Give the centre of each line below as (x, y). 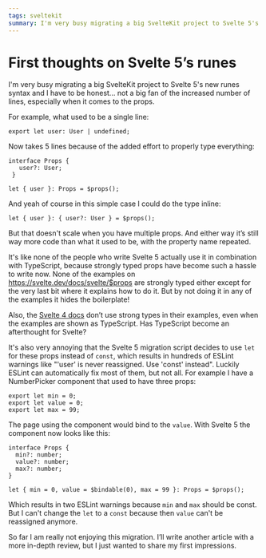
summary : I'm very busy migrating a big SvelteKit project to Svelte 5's (134, 23)
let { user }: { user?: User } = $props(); (82, 219)
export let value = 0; (46, 403)
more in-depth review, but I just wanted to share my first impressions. (123, 546)
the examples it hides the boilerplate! (69, 299)
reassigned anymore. (43, 522)
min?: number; (39, 455)
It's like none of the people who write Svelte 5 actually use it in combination (133, 257)
